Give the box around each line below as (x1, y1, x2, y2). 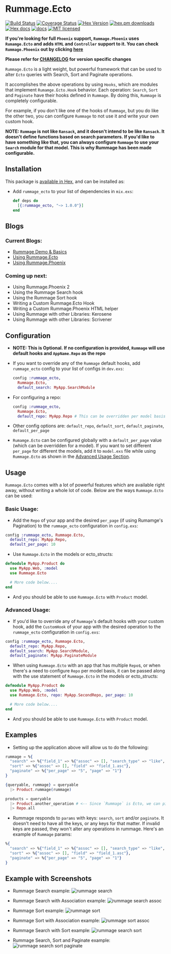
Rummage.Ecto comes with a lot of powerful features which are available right (5, 482, 165, 488)
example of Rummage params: (12, 831, 72, 837)
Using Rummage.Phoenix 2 (12, 284, 70, 290)
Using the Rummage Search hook (12, 289, 83, 295)
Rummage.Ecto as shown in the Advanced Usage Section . (12, 453, 130, 460)
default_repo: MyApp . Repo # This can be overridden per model (17, 413, 152, 419)
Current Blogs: (5, 237, 42, 244)
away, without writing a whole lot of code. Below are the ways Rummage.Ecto (5, 487, 164, 494)
